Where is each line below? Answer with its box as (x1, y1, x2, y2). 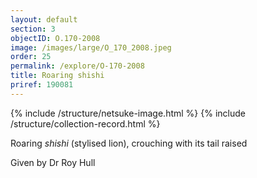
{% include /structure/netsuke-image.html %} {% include (10, 107, 246, 119)
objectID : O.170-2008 (10, 33, 101, 43)
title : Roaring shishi (10, 71, 105, 81)
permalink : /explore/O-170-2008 (10, 61, 145, 71)
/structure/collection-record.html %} (10, 117, 161, 130)
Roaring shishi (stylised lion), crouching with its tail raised (10, 137, 248, 149)
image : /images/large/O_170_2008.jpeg (10, 42, 172, 53)
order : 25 (10, 52, 52, 62)
